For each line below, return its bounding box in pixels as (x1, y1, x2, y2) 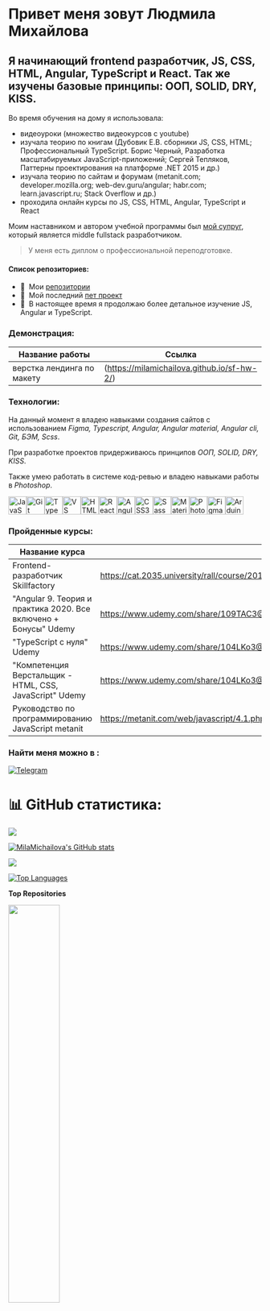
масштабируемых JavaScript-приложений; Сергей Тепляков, (19, 155, 231, 164)
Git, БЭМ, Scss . (8, 432, 60, 442)
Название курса (19, 546, 86, 558)
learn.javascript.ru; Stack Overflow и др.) (19, 189, 157, 198)
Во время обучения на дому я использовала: (8, 114, 164, 122)
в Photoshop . (8, 480, 53, 490)
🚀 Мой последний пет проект (19, 291, 123, 301)
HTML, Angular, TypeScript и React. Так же (8, 66, 231, 81)
